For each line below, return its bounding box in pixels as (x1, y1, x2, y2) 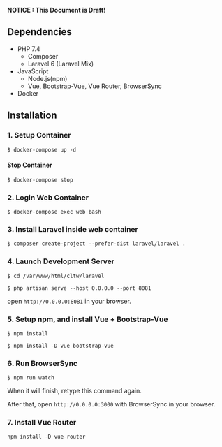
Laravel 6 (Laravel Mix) (27, 59, 94, 68)
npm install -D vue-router (7, 433, 86, 441)
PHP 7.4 (17, 45, 40, 53)
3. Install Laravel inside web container (7, 224, 138, 234)
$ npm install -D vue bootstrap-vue (7, 342, 114, 349)
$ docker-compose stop (7, 176, 73, 184)
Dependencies (7, 26, 72, 38)
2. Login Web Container (7, 192, 89, 202)
